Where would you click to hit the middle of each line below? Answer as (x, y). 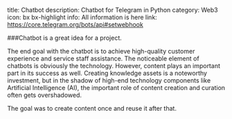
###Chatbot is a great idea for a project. (65, 38)
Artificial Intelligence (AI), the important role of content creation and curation (116, 88)
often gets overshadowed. (44, 95)
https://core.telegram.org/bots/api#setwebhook (75, 24)
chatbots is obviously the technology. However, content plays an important (114, 66)
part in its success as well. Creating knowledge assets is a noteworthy (107, 73)
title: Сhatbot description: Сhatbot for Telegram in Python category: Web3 (113, 10)
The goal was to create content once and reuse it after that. (92, 108)
